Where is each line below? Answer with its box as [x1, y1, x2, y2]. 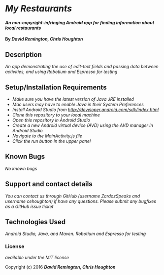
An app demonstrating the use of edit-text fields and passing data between [5, 64, 159, 70]
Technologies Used [5, 218, 66, 226]
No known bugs [5, 165, 37, 171]
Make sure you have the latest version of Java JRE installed [12, 96, 134, 102]
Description [5, 50, 42, 59]
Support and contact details [5, 180, 93, 188]
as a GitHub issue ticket [5, 203, 54, 209]
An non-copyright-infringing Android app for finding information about [5, 19, 154, 25]
